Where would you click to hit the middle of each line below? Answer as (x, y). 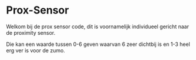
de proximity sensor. (31, 32)
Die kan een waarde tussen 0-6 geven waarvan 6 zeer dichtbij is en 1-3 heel (98, 44)
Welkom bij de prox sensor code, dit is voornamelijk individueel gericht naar (98, 26)
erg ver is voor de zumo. (36, 50)
